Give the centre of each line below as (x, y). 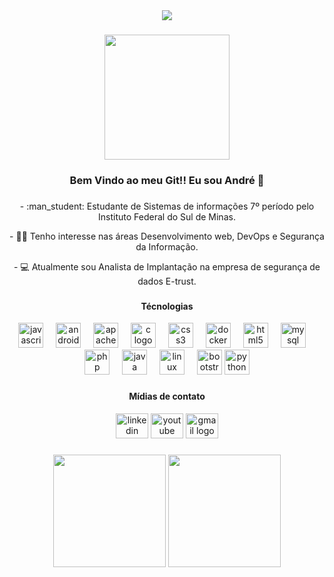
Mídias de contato (167, 396)
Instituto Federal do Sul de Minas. (167, 216)
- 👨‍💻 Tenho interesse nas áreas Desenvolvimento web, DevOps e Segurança (167, 236)
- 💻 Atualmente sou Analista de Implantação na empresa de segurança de (167, 266)
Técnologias (167, 306)
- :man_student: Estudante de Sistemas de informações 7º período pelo (167, 206)
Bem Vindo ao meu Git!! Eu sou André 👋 (167, 180)
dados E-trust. (167, 281)
